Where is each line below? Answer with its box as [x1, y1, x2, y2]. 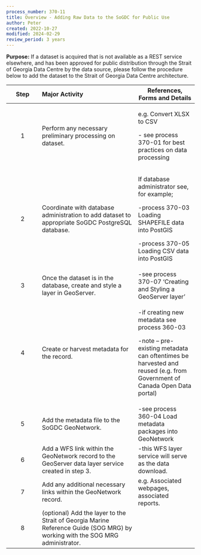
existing [138, 344, 160, 352]
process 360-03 [138, 323, 186, 331]
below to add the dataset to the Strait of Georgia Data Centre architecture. [6, 72, 189, 79]
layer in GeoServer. [41, 289, 96, 297]
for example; [138, 190, 173, 198]
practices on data [138, 146, 187, 154]
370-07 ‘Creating [138, 278, 189, 286]
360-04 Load [138, 413, 178, 420]
